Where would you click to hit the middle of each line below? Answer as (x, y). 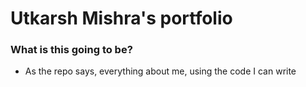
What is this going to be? (71, 50)
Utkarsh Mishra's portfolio (121, 18)
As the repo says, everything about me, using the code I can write (160, 71)
